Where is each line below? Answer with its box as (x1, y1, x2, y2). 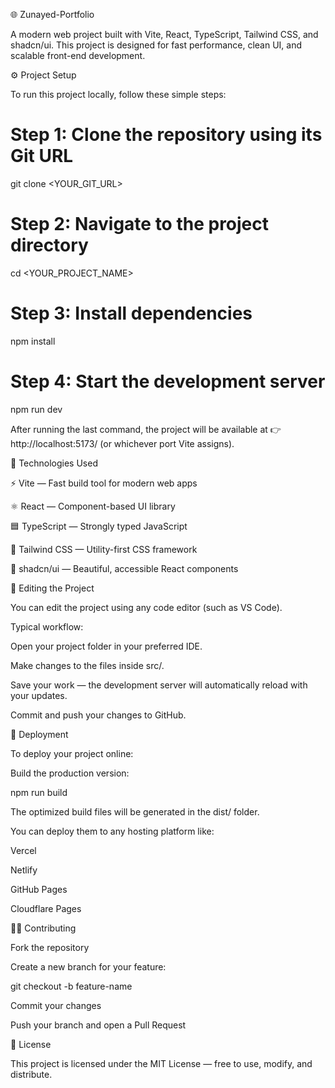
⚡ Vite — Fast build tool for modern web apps (10, 477, 198, 489)
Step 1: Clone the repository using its (10, 124, 323, 146)
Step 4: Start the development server (10, 370, 326, 393)
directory (10, 234, 89, 257)
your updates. (10, 689, 68, 701)
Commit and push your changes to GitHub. (10, 709, 187, 721)
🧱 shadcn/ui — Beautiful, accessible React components (10, 562, 239, 574)
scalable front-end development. (10, 50, 146, 61)
